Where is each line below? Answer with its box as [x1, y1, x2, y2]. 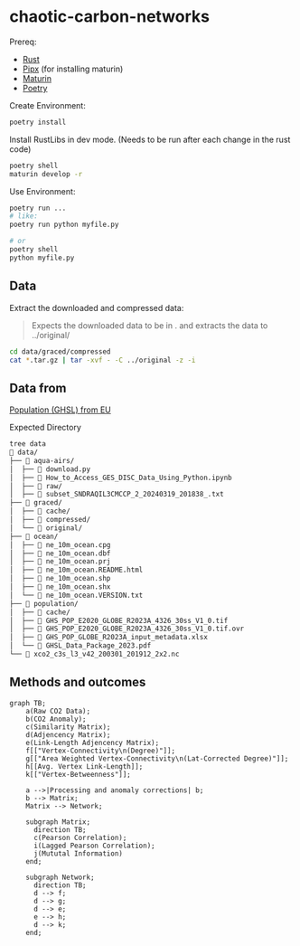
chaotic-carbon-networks [9, 6, 211, 27]
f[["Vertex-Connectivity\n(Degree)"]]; [25, 746, 176, 755]
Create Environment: [9, 99, 86, 110]
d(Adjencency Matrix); [25, 730, 111, 739]
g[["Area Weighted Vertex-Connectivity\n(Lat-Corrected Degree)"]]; [25, 753, 289, 763]
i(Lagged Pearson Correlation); [33, 841, 155, 850]
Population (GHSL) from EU [9, 404, 111, 415]
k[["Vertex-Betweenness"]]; [25, 770, 131, 779]
